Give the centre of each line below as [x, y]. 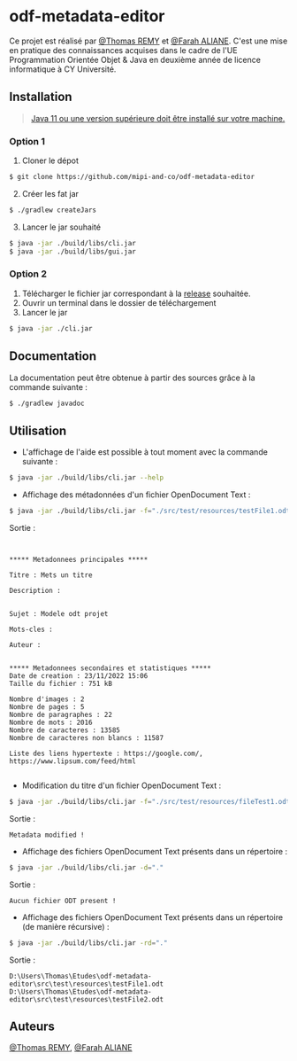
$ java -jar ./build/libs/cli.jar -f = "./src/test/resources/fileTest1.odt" [152, 801]
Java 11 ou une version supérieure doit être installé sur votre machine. [158, 118]
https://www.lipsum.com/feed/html [73, 761]
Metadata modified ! [47, 835]
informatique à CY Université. [63, 69]
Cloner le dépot [50, 160]
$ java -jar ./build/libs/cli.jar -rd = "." [88, 943]
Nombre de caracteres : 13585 [65, 730]
